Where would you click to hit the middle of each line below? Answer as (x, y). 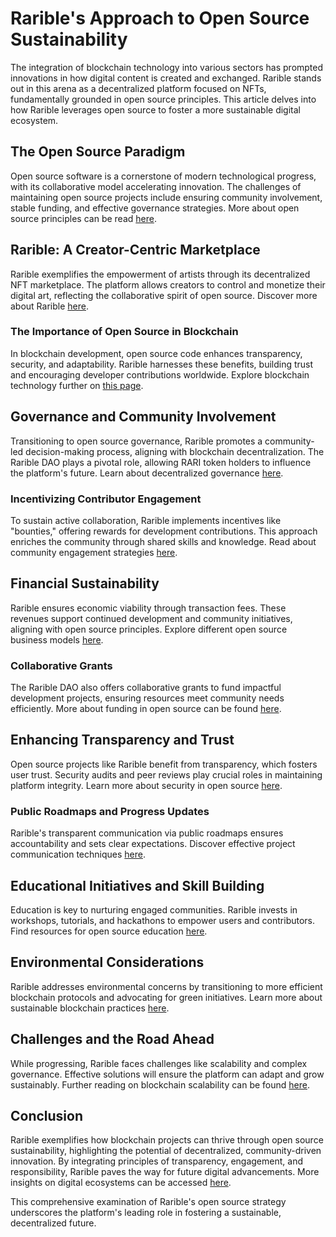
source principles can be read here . (83, 218)
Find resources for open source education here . (109, 931)
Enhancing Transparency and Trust (122, 740)
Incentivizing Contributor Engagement (106, 499)
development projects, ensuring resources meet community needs (147, 698)
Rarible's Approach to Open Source (160, 18)
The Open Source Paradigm (98, 152)
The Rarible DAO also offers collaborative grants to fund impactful (146, 688)
